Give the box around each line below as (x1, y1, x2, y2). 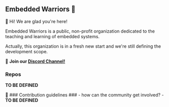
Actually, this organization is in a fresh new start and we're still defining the (5, 43, 161, 49)
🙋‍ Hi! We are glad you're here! (5, 18, 68, 24)
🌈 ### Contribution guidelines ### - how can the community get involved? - (5, 92, 164, 98)
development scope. (5, 48, 48, 54)
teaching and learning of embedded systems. (5, 33, 100, 39)
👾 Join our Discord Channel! (5, 58, 66, 64)
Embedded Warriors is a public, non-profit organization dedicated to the (5, 28, 155, 34)
